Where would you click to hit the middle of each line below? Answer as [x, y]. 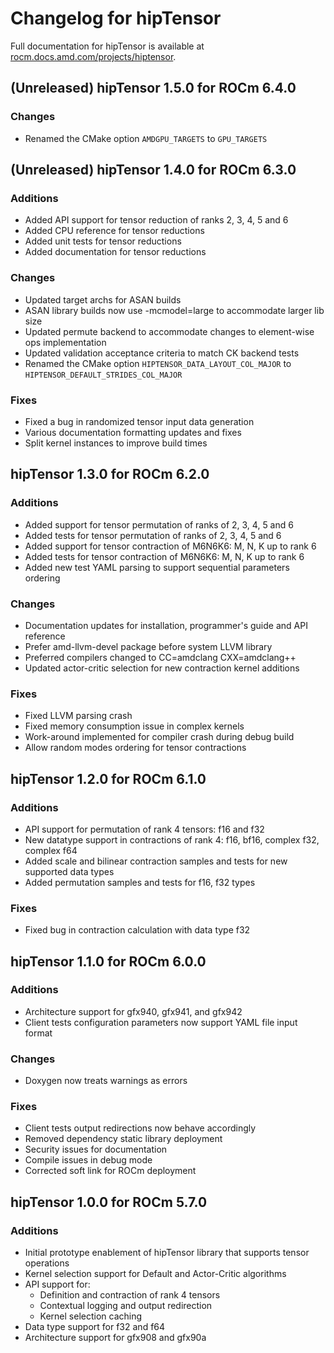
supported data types [69, 871]
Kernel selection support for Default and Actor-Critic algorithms [155, 1274]
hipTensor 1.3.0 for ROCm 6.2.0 [110, 474]
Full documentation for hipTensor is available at [107, 46]
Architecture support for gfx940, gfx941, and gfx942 [133, 1011]
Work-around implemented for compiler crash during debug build [159, 737]
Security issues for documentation [96, 1149]
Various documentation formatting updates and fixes [133, 432]
